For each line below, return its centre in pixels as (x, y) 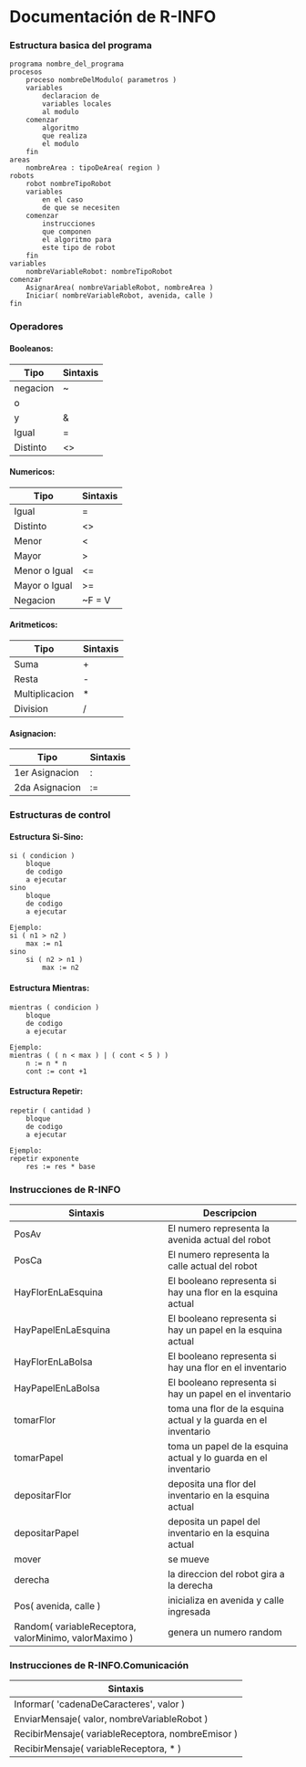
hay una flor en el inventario (227, 1368)
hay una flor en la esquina (223, 1292)
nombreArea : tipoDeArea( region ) (93, 168)
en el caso (63, 200)
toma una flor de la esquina (226, 1409)
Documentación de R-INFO (113, 17)
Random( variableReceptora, (75, 1626)
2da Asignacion (48, 788)
